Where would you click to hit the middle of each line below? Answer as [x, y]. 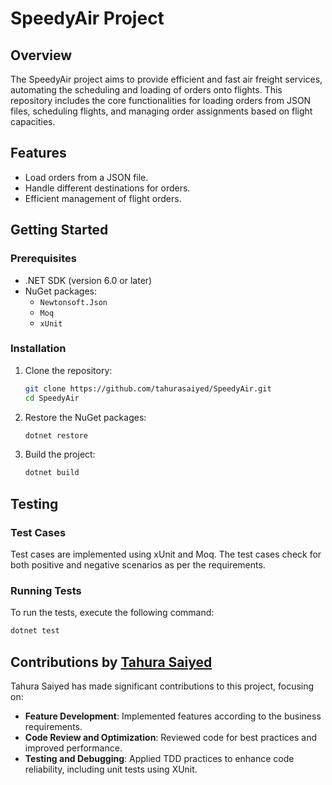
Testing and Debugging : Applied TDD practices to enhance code [159, 758]
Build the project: [60, 454]
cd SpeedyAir [52, 398]
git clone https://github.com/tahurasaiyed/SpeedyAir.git [148, 388]
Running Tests [46, 590]
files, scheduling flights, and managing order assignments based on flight [161, 111]
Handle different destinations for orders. [107, 188]
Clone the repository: [68, 370]
